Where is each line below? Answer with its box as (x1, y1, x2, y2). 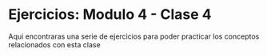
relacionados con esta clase (8, 39, 102, 49)
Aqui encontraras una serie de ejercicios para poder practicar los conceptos (8, 32, 260, 41)
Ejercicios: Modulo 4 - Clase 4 (8, 6, 212, 24)
